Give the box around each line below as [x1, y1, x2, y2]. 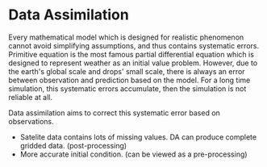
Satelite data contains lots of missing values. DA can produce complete [19, 132, 257, 142]
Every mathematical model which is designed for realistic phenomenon [8, 32, 244, 42]
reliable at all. [8, 92, 52, 102]
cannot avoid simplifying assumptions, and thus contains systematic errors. [8, 40, 260, 50]
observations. [8, 116, 54, 126]
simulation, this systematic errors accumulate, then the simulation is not [8, 83, 247, 94]
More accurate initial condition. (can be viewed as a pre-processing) [19, 149, 248, 159]
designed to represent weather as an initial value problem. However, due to [8, 58, 258, 68]
